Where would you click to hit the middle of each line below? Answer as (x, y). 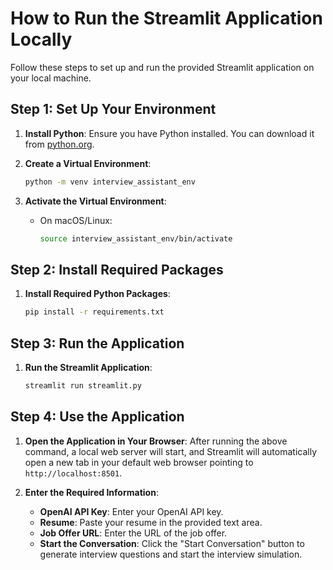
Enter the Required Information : (91, 492)
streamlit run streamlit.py (83, 386)
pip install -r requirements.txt (94, 312)
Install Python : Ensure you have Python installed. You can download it (169, 133)
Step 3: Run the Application (97, 343)
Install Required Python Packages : (97, 294)
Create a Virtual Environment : (88, 163)
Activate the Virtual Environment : (95, 201)
